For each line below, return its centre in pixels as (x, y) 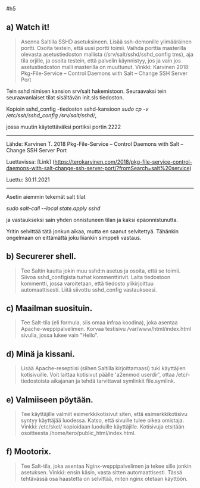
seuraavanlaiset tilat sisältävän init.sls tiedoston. (65, 97)
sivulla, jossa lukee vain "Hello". (60, 335)
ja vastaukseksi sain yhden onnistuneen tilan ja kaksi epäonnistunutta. (92, 220)
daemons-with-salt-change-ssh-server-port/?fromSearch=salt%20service (98, 168)
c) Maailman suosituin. (49, 309)
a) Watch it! (28, 27)
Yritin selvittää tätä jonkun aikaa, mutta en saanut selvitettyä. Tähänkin (93, 231)
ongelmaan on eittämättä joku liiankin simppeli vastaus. (74, 237)
